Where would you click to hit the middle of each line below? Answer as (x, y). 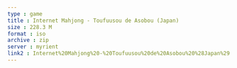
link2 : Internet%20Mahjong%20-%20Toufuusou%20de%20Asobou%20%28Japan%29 (119, 54)
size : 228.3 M (30, 27)
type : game (25, 14)
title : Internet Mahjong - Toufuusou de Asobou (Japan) (93, 21)
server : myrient (33, 47)
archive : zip (28, 40)
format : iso (27, 34)
